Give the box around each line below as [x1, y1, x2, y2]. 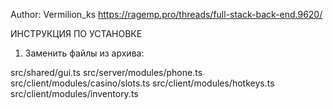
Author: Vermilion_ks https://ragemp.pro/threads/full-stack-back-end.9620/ [10, 9, 323, 20]
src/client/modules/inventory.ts [10, 88, 139, 99]
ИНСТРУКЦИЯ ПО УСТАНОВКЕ [10, 28, 143, 39]
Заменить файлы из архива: [24, 47, 145, 59]
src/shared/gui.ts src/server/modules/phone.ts [10, 67, 203, 78]
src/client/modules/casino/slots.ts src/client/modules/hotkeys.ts [10, 77, 275, 89]
